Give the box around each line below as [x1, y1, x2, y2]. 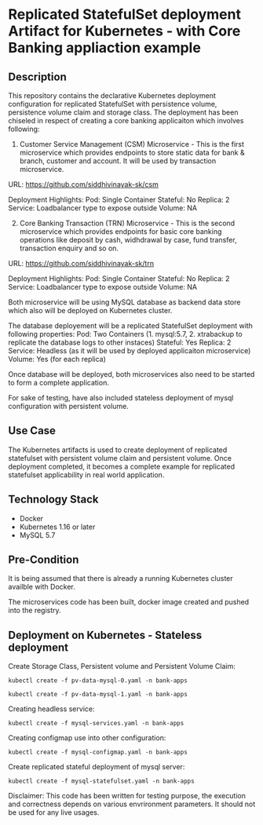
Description [8, 70, 67, 83]
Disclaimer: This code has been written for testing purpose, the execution [8, 791, 246, 801]
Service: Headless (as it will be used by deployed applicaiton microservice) [8, 346, 251, 355]
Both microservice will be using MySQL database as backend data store [8, 298, 241, 307]
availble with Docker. [8, 582, 76, 592]
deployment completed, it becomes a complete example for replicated [8, 462, 236, 471]
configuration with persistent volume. [8, 402, 130, 411]
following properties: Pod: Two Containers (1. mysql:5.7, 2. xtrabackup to [8, 330, 243, 338]
